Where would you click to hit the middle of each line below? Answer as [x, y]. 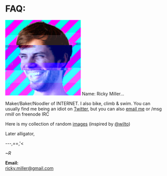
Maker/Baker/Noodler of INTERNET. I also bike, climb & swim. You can [78, 103]
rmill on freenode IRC [27, 114]
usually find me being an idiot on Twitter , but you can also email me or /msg [83, 109]
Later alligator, [20, 133]
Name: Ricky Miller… [103, 94]
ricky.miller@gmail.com [29, 168]
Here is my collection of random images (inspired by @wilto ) [68, 124]
